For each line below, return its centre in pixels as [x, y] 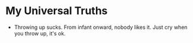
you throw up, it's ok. [40, 33]
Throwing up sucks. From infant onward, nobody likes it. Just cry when [101, 27]
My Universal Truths [57, 11]
